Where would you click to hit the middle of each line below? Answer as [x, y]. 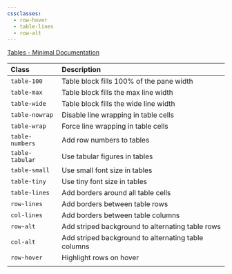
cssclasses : [24, 13]
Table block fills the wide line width [118, 104]
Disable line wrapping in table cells [118, 115]
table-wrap [28, 126]
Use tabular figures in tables [107, 156]
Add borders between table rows [115, 204]
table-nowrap [32, 115]
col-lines [27, 216]
